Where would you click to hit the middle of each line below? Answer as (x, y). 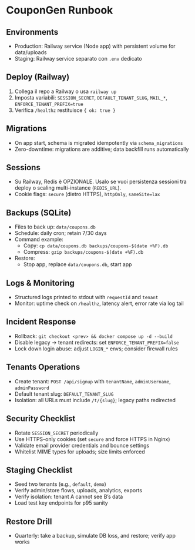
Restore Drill (29, 521)
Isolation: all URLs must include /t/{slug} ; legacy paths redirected (95, 400)
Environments (32, 32)
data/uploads (31, 52)
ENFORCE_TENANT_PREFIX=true (49, 104)
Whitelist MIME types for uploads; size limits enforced (80, 452)
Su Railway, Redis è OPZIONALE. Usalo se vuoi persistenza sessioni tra (100, 182)
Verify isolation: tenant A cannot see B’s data (69, 497)
